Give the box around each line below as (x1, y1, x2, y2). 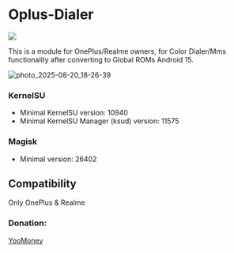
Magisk (8, 136, 38, 147)
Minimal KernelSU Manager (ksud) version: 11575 (19, 116, 179, 126)
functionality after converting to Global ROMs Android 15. (8, 55, 194, 64)
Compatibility (8, 176, 77, 191)
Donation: (8, 217, 47, 228)
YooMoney (8, 236, 43, 245)
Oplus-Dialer (8, 6, 94, 24)
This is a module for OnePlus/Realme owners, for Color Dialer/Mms (8, 46, 227, 56)
